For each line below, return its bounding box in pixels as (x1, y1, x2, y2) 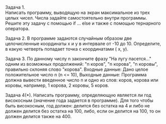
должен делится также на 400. (5, 113, 72, 119)
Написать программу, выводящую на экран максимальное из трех (5, 10, 150, 16)
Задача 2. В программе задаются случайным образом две (5, 35, 132, 41)
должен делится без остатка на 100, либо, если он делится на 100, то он (5, 108, 161, 114)
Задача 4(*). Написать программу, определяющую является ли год (5, 92, 152, 98)
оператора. (5, 26, 30, 32)
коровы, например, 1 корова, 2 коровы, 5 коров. (5, 82, 109, 88)
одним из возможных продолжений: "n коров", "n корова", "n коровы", (5, 61, 158, 67)
